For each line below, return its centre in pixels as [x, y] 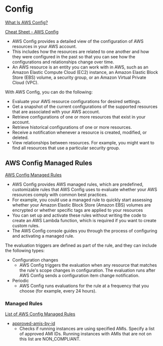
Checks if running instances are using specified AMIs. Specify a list [87, 329]
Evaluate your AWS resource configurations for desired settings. [76, 101]
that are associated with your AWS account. [56, 112]
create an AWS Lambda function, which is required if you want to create [84, 220]
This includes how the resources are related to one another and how [81, 52]
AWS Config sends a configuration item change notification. [79, 275]
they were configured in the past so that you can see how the [73, 56]
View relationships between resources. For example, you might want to [83, 142]
